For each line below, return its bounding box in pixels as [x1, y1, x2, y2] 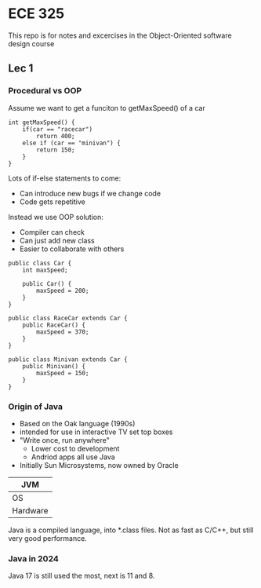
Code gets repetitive [19, 197, 86, 206]
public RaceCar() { [22, 321, 86, 329]
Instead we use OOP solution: [8, 212, 104, 221]
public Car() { [22, 279, 72, 287]
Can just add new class [19, 236, 96, 245]
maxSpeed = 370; [36, 327, 89, 336]
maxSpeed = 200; [36, 287, 89, 294]
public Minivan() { [22, 362, 86, 370]
